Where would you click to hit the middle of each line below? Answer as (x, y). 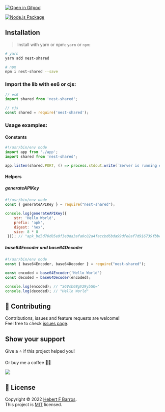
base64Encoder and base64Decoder (44, 247)
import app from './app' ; (31, 152)
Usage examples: (26, 125)
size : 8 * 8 (26, 232)
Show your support (35, 339)
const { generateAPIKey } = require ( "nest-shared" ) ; (60, 205)
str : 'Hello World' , (35, 218)
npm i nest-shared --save (31, 72)
